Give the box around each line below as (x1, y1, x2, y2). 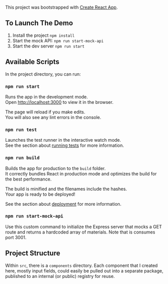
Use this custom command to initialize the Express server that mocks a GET (5, 223, 162, 230)
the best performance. (5, 176, 52, 182)
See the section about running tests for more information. (5, 142, 124, 148)
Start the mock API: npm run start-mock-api (12, 37, 104, 43)
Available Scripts (5, 58, 59, 66)
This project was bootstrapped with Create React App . (5, 5, 118, 10)
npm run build (5, 155, 40, 161)
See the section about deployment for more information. (5, 201, 122, 207)
